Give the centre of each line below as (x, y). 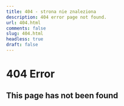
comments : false (26, 28)
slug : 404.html (25, 34)
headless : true (25, 39)
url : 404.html (24, 23)
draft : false (22, 45)
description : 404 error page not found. (57, 17)
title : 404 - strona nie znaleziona (51, 12)
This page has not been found (62, 96)
